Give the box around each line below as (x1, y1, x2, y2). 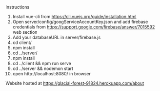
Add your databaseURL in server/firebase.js (12, 34, 101, 40)
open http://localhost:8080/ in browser (12, 71, 91, 76)
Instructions (5, 4, 30, 10)
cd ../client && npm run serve (12, 61, 71, 66)
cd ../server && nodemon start (12, 66, 74, 71)
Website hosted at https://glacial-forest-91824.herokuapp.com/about (5, 80, 144, 86)
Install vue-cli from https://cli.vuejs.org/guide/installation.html (12, 14, 137, 19)
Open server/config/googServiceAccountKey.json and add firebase (12, 19, 148, 24)
